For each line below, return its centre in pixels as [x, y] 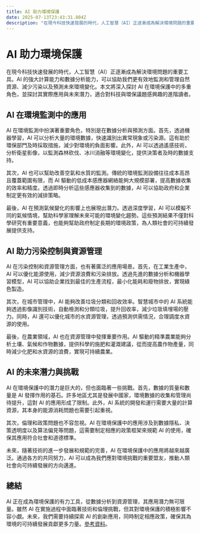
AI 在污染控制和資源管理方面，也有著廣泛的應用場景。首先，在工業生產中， [98, 266]
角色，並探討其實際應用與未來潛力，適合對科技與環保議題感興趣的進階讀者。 [100, 94]
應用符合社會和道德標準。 [48, 438]
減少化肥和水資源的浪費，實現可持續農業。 [63, 351]
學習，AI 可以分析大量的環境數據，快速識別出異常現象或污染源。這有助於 [101, 138]
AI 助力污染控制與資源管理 [54, 251]
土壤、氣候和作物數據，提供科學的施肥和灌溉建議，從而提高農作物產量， [100, 344]
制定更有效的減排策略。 [35, 195]
